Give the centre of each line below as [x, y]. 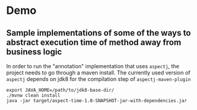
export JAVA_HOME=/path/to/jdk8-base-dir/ [60, 90]
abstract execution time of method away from [94, 42]
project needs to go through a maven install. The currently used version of [98, 73]
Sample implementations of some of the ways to [98, 33]
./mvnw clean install [33, 95]
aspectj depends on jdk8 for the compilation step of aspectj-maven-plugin [98, 79]
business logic [34, 52]
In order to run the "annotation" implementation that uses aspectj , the [93, 66]
